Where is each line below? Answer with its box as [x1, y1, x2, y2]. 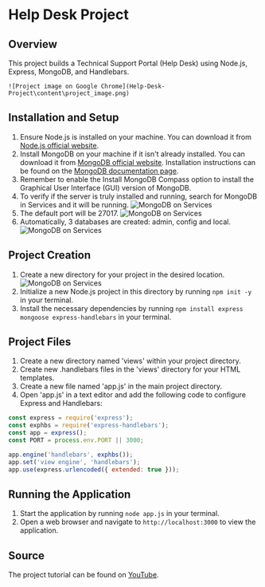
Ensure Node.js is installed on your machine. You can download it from [19, 132, 252, 141]
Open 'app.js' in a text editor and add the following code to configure [19, 390, 247, 400]
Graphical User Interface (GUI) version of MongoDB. [19, 183, 192, 192]
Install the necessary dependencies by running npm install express [19, 303, 244, 313]
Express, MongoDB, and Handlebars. [8, 67, 130, 77]
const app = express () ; [8, 429, 88, 437]
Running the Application [8, 487, 131, 501]
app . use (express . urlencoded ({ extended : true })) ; [8, 465, 180, 474]
